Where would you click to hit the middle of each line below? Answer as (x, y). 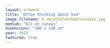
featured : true (21, 38)
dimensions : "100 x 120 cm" (35, 28)
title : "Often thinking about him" (43, 14)
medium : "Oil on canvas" (31, 24)
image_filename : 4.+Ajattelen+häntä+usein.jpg (55, 19)
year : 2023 (17, 33)
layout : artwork (22, 10)
